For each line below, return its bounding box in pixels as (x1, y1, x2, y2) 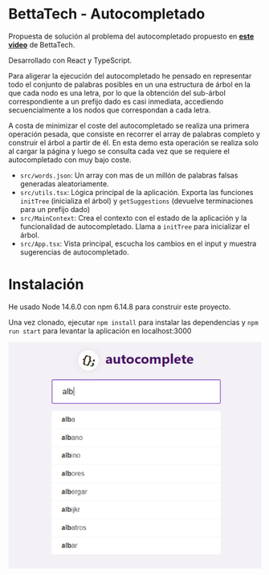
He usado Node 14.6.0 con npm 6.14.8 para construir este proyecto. (8, 302, 231, 312)
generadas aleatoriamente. (19, 178, 110, 189)
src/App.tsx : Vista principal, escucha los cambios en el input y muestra (19, 239, 257, 248)
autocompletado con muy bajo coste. (8, 154, 132, 165)
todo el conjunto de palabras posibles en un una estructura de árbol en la (8, 80, 251, 89)
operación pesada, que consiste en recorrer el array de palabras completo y (8, 129, 261, 139)
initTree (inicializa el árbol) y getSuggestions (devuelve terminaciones (19, 196, 254, 206)
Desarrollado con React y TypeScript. (8, 55, 132, 65)
